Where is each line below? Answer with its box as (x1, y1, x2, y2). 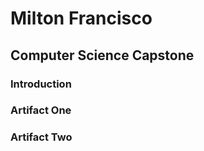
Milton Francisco (10, 7, 153, 30)
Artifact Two (10, 130, 73, 144)
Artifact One (10, 103, 72, 117)
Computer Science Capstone (10, 47, 195, 64)
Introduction (10, 77, 72, 91)
